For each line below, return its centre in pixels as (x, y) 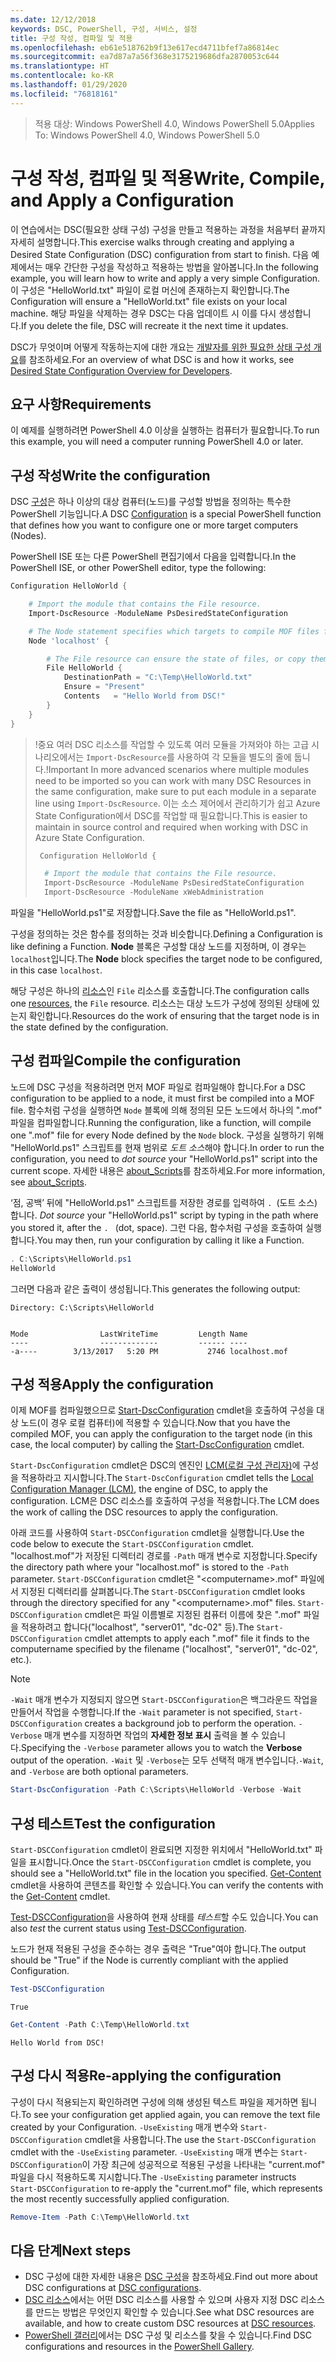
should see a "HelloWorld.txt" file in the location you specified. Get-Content (166, 1873)
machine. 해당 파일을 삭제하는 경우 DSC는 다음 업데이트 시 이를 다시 (143, 313)
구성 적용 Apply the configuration (112, 1384)
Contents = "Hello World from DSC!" (144, 696)
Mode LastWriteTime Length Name (129, 1334)
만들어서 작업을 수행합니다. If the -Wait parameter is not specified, (142, 1712)
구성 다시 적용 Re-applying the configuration (146, 2076)
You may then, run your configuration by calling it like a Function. (170, 1240)
